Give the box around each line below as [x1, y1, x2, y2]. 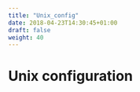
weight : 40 [8, 33, 44, 42]
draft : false [8, 26, 51, 34]
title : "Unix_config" [8, 11, 79, 20]
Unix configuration [8, 68, 134, 85]
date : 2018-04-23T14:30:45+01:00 [8, 19, 118, 27]
